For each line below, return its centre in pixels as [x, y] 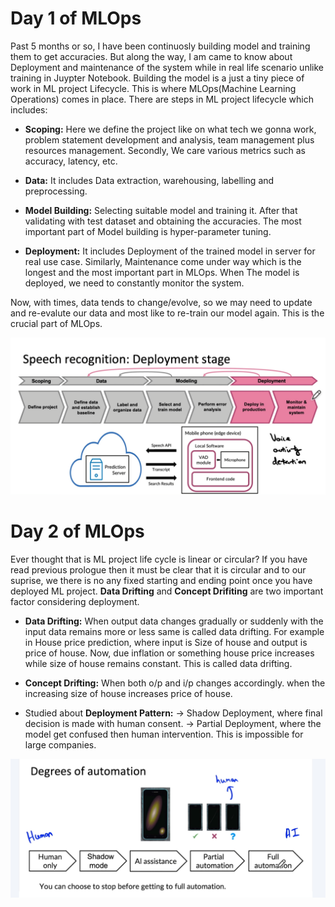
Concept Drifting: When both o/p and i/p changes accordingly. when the [175, 683]
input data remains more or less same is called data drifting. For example [174, 631]
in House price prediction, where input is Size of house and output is [166, 642]
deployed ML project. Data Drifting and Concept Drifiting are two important [167, 591]
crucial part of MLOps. [56, 323]
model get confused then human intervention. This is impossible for [164, 734]
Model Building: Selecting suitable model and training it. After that [161, 210]
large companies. [60, 744]
